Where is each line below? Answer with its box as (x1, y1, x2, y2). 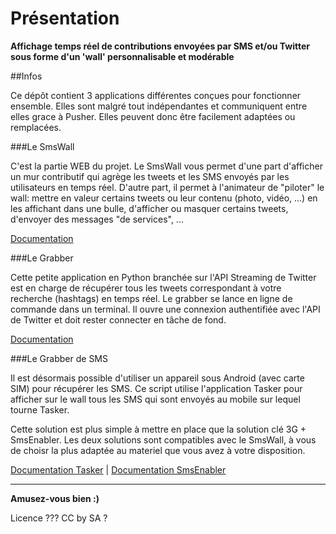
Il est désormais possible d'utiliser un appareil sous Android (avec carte (10, 372, 305, 384)
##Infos (10, 70, 43, 82)
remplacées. (10, 121, 62, 133)
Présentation (10, 7, 120, 30)
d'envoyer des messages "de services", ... (10, 213, 184, 225)
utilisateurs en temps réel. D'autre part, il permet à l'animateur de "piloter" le (10, 181, 325, 193)
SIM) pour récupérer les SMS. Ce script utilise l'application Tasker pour (10, 382, 303, 394)
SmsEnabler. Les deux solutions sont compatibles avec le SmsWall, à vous (10, 433, 317, 446)
